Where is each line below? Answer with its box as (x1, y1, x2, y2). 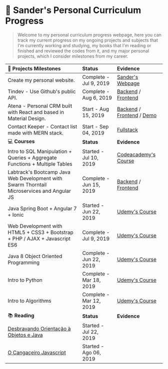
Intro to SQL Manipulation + (7, 148, 72, 155)
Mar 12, (82, 297, 101, 304)
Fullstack (116, 126, 138, 133)
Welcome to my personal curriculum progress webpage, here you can (17, 32, 161, 38)
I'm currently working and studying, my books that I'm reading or (17, 42, 151, 48)
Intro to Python (7, 276, 42, 283)
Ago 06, (82, 349, 101, 356)
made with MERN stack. (7, 129, 64, 136)
